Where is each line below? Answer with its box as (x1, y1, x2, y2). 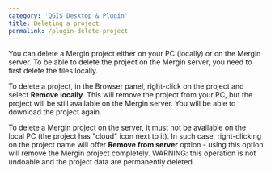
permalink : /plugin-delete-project (8, 27, 129, 35)
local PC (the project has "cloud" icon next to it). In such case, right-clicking (8, 131, 262, 141)
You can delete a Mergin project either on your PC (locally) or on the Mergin (8, 49, 261, 59)
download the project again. (8, 107, 102, 117)
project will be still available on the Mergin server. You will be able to (8, 98, 236, 109)
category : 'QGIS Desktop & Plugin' (8, 11, 129, 20)
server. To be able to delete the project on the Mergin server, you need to (8, 57, 252, 67)
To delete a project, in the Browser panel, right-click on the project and (8, 81, 244, 91)
